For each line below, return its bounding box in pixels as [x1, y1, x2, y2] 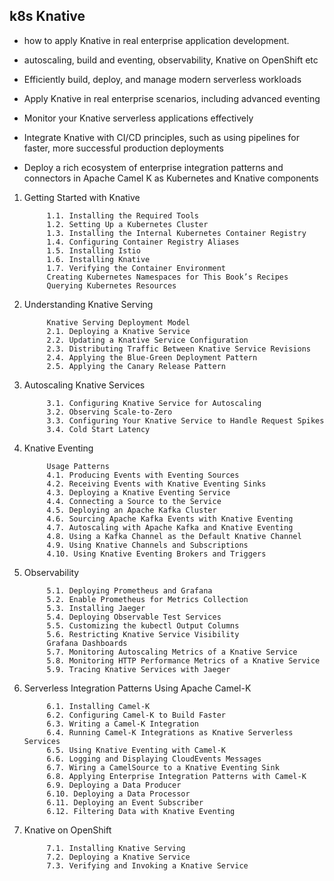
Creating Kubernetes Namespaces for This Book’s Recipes [46, 272, 289, 282]
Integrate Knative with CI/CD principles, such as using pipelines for [23, 131, 300, 143]
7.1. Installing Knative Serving [46, 843, 186, 853]
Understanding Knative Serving [23, 298, 154, 310]
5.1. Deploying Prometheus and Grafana [46, 585, 213, 596]
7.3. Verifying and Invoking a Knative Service [46, 860, 249, 871]
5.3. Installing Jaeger [46, 603, 146, 613]
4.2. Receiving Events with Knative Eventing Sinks [46, 479, 267, 489]
